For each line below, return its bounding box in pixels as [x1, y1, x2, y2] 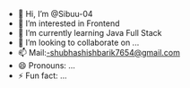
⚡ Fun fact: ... [17, 70, 67, 81]
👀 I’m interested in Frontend [17, 18, 120, 29]
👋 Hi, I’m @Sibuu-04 [17, 9, 93, 19]
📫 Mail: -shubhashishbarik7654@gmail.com [17, 48, 181, 57]
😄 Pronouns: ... [17, 60, 76, 71]
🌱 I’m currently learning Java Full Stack [17, 28, 163, 38]
